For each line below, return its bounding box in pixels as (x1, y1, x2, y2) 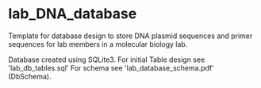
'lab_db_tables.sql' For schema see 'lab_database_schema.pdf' (8, 63, 214, 72)
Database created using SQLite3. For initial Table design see (8, 55, 205, 64)
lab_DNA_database (8, 5, 137, 23)
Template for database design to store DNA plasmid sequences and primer (8, 31, 253, 40)
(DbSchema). (8, 71, 52, 81)
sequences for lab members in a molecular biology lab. (8, 39, 188, 48)
